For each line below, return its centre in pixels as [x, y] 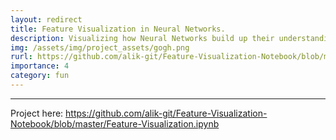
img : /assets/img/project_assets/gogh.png [100, 47]
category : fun [40, 76]
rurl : [21, 57]
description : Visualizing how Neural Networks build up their [142, 38]
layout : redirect [46, 19]
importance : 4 [40, 66]
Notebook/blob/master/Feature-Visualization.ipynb [115, 123]
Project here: [37, 113]
